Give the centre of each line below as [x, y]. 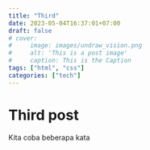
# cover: [23, 38]
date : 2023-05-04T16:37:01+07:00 [65, 23]
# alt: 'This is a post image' [68, 53]
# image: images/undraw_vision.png [75, 46]
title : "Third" [34, 16]
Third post [44, 115]
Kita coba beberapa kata [49, 137]
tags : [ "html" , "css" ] [46, 68]
